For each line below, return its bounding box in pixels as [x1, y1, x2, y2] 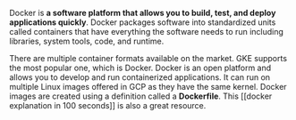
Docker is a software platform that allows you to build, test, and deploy [9, 8, 276, 18]
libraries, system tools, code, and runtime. [9, 36, 165, 46]
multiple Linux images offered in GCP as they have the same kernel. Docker [9, 82, 288, 92]
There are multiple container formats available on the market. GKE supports [9, 53, 288, 63]
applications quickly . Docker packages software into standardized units [9, 17, 276, 28]
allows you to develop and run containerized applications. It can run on [9, 72, 271, 83]
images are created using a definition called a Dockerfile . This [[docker [9, 91, 273, 101]
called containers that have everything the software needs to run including [9, 27, 284, 36]
